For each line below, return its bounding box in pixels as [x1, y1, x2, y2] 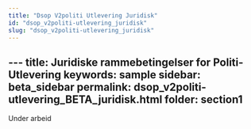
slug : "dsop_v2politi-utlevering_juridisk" [8, 26, 155, 34]
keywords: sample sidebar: [63, 68, 201, 82]
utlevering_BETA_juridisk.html [8, 93, 163, 106]
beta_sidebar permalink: [8, 80, 132, 93]
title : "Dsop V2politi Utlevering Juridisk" [8, 11, 158, 20]
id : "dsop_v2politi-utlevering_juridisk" [8, 19, 148, 27]
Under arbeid [8, 114, 52, 123]
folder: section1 [164, 93, 243, 106]
